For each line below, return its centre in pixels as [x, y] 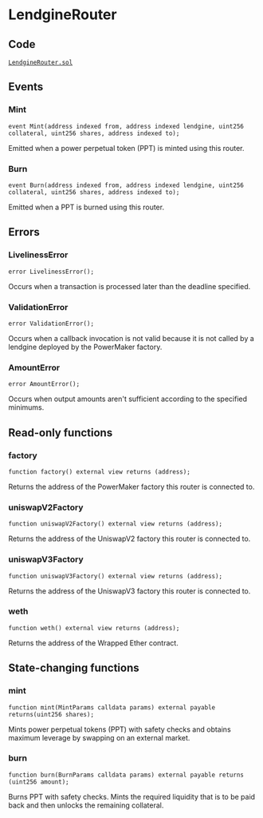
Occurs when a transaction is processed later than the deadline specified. [130, 286]
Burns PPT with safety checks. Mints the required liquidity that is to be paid [132, 796]
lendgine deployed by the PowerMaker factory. [85, 347]
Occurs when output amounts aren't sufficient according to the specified [128, 399]
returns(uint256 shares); [51, 714]
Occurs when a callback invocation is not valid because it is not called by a [131, 338]
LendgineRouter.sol [41, 62]
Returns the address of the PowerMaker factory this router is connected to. [131, 486]
